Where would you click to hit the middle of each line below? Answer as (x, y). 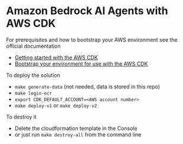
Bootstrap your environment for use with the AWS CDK (81, 64)
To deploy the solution (33, 75)
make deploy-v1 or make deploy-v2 (56, 105)
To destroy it (21, 117)
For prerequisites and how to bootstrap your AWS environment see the (92, 40)
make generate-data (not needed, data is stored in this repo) (87, 86)
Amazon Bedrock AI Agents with (87, 11)
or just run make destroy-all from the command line (78, 135)
